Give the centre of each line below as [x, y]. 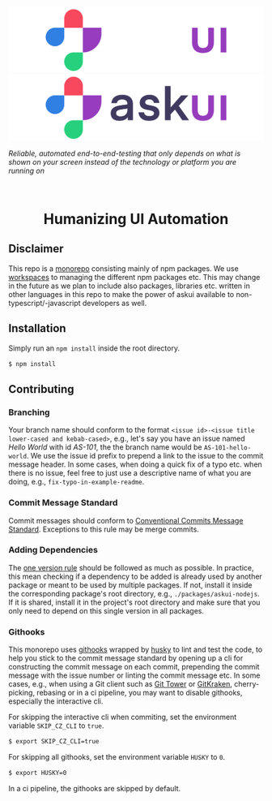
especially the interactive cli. [56, 701]
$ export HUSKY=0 [38, 773]
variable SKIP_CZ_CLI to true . [56, 726]
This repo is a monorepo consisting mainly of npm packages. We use [123, 268]
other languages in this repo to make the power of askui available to [121, 294]
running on [26, 170]
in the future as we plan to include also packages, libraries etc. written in [130, 286]
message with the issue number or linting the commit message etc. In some [134, 675]
